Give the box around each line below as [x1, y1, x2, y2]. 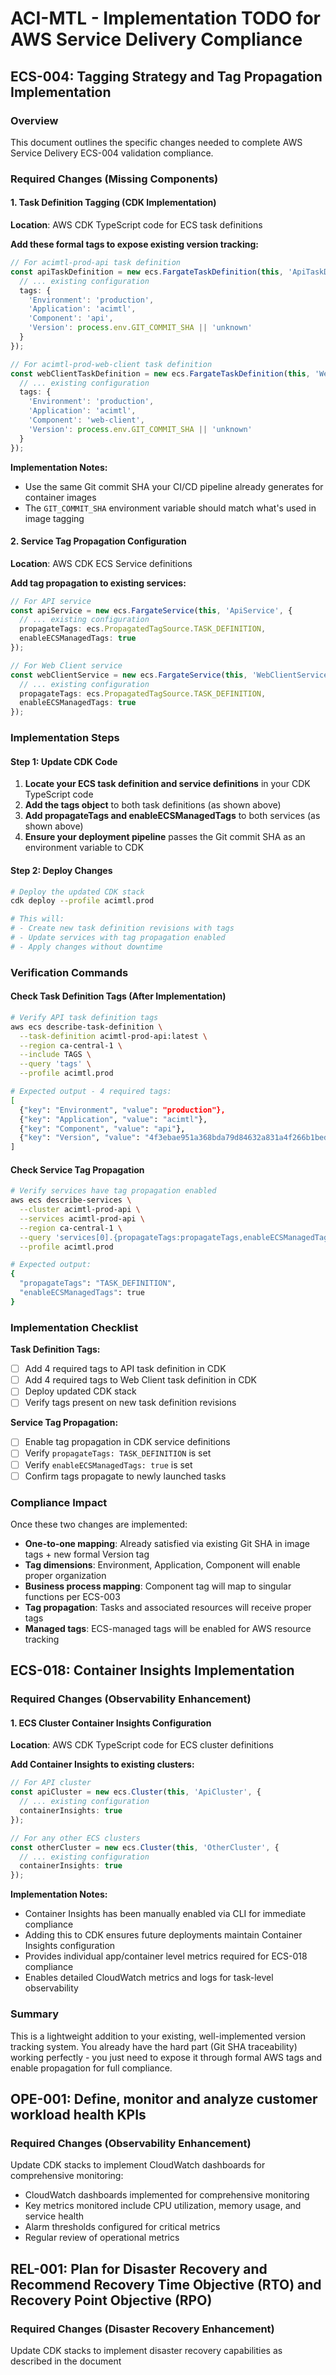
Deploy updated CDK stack [24, 1385, 137, 1397]
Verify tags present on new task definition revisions [24, 1397, 237, 1409]
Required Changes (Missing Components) [10, 172, 219, 186]
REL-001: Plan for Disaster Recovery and [10, 2260, 268, 2277]
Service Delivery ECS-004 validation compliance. [10, 147, 214, 159]
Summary [10, 2007, 60, 2021]
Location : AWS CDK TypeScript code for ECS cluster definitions [10, 1739, 274, 1751]
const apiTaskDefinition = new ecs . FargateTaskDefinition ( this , [10, 267, 284, 277]
